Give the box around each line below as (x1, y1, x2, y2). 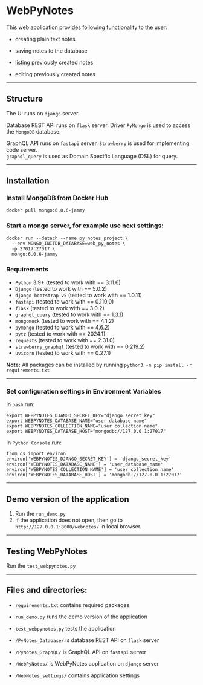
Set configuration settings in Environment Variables (6, 387, 161, 395)
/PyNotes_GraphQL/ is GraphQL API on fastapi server (14, 648, 147, 655)
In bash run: (6, 401, 35, 408)
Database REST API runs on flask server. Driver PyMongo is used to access (6, 122, 191, 129)
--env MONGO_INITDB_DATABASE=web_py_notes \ (11, 240, 126, 247)
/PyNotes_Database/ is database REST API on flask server (14, 636, 159, 644)
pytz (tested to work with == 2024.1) (14, 330, 106, 337)
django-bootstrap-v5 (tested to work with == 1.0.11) (14, 291, 142, 299)
